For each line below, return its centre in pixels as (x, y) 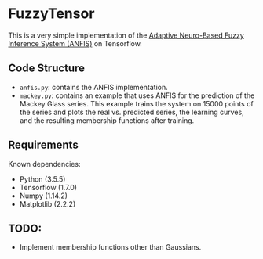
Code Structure (46, 68)
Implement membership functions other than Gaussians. (110, 247)
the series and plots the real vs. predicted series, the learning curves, (132, 112)
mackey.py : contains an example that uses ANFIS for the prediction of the (137, 95)
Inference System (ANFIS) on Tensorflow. (75, 43)
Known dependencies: (44, 164)
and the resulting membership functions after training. (107, 120)
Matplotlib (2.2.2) (47, 203)
